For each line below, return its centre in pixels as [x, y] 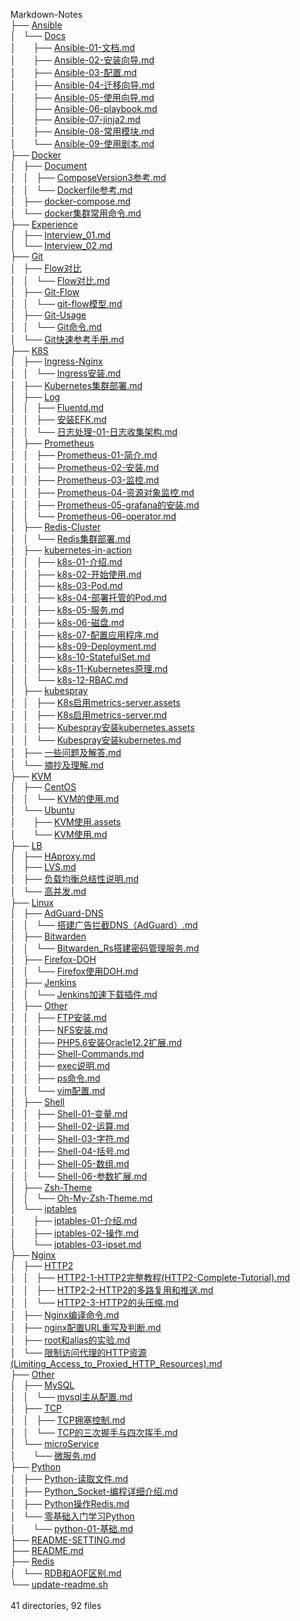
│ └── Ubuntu [42, 810]
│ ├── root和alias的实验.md [70, 1340]
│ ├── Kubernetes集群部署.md [76, 385]
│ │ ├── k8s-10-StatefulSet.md [80, 657]
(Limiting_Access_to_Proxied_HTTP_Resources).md [116, 1363]
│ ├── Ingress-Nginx [56, 361]
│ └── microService [55, 1443]
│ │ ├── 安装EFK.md [58, 419]
